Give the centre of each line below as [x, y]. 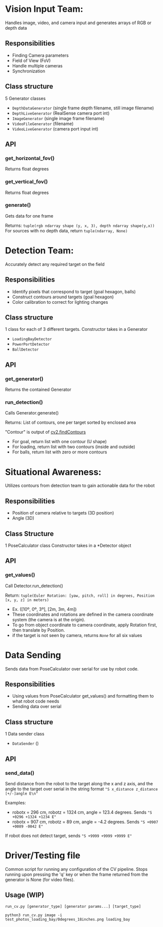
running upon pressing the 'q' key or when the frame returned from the [77, 874]
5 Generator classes [25, 98]
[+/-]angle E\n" [22, 794]
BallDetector [25, 350]
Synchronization [29, 71]
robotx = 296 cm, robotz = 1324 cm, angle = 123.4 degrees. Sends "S [82, 812]
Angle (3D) [23, 518]
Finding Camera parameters [40, 55]
